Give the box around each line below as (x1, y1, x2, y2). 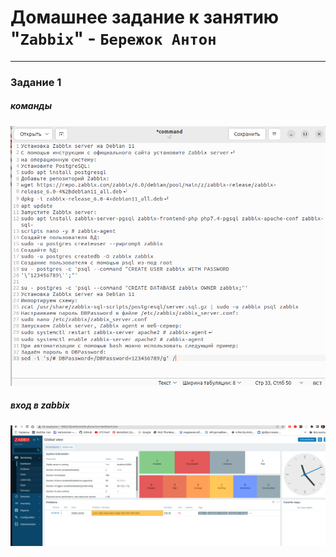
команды (10, 100, 52, 112)
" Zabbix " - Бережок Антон (10, 27, 217, 50)
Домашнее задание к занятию (10, 6, 280, 29)
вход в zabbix (10, 399, 70, 411)
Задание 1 (10, 75, 62, 89)
